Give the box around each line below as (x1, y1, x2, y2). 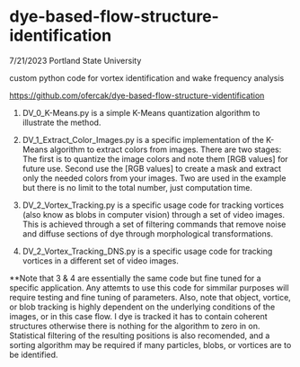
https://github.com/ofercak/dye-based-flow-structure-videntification (9, 90, 265, 101)
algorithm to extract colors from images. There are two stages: (49, 144, 282, 155)
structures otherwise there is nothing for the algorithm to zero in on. (9, 320, 260, 331)
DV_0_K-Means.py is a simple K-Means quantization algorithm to (22, 107, 260, 118)
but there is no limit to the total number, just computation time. (22, 182, 253, 192)
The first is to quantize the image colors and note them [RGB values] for (22, 153, 289, 164)
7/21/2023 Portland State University (9, 55, 142, 66)
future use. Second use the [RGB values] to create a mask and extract (22, 163, 281, 174)
